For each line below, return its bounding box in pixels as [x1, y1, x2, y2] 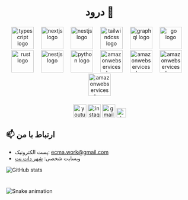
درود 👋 [85, 5, 114, 19]
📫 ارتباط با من [6, 130, 55, 140]
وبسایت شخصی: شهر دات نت [14, 154, 81, 162]
